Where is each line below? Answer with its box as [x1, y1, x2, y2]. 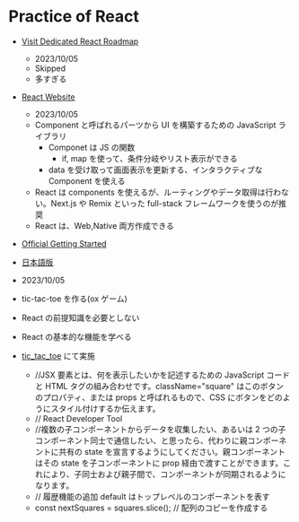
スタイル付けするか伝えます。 [50, 403, 161, 413]
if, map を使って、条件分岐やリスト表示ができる [61, 152, 238, 163]
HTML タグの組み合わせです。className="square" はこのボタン [45, 380, 285, 391]
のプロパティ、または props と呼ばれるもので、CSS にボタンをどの [34, 392, 284, 403]
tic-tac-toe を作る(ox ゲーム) [21, 293, 128, 304]
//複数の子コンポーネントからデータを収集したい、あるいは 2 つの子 [34, 423, 286, 434]
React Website [21, 91, 75, 102]
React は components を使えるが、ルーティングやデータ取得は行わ [34, 187, 282, 197]
